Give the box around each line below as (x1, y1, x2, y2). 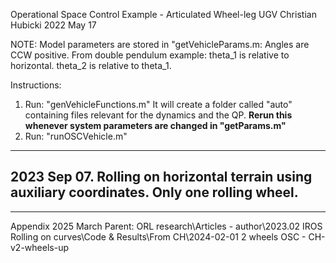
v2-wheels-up (10, 241, 69, 253)
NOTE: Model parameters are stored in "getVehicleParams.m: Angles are (10, 39, 310, 50)
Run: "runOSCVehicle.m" (24, 130, 128, 142)
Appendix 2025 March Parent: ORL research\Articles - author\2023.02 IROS (10, 220, 323, 232)
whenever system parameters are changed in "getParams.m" (24, 120, 287, 131)
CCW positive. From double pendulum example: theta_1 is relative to (10, 49, 290, 61)
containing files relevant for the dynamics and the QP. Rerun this (24, 109, 293, 121)
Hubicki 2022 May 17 (10, 19, 97, 31)
